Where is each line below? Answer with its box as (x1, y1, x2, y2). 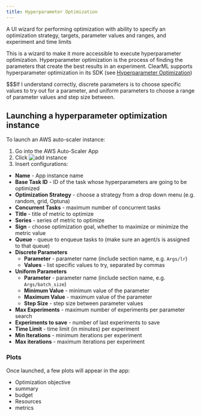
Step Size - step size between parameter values (23, 300, 143, 307)
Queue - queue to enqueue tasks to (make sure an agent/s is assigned (14, 236, 190, 243)
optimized (14, 185, 40, 192)
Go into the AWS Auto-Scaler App (14, 148, 99, 155)
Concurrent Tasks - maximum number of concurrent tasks (14, 204, 161, 211)
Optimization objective (14, 378, 71, 385)
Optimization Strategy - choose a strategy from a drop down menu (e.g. (14, 191, 195, 198)
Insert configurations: (14, 161, 68, 168)
